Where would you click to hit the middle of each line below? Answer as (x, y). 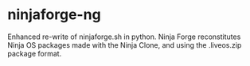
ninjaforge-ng (54, 15)
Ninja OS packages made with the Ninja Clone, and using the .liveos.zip (125, 45)
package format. (35, 53)
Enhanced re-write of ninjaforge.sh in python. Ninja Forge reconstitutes (124, 37)
